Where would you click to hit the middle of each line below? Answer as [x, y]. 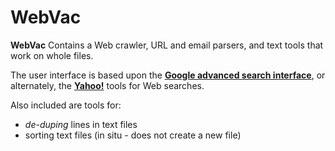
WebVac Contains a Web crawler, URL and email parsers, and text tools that [167, 45]
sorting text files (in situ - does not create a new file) [133, 135]
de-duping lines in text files [81, 124]
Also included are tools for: [66, 105]
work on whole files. [52, 55]
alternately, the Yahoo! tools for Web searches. [107, 85]
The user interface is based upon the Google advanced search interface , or [168, 75]
